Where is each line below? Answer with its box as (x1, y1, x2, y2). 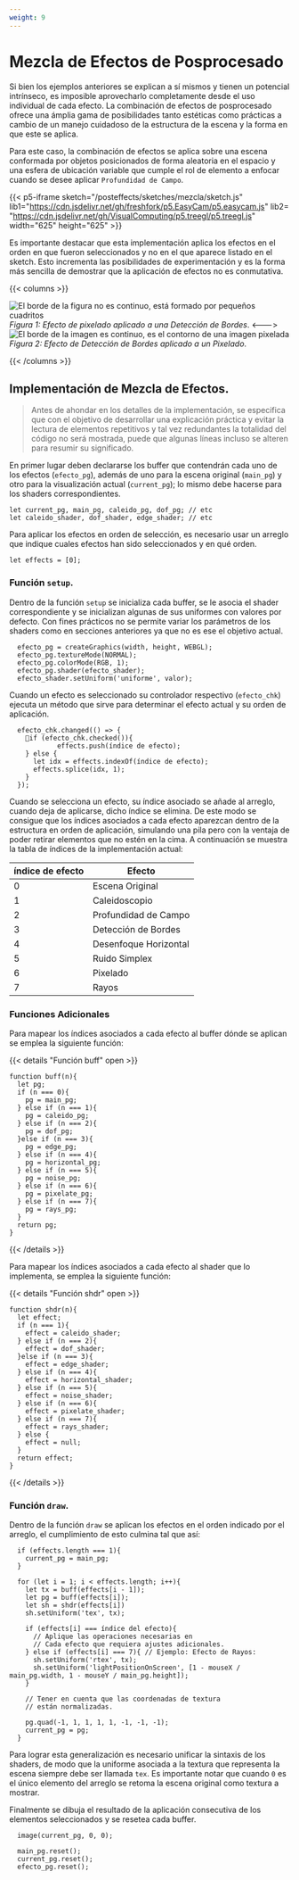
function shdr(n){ (9, 1304, 77, 1314)
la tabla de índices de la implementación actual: (9, 843, 184, 854)
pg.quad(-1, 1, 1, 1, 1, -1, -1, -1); (25, 1719, 169, 1727)
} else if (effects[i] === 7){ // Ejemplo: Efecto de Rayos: (25, 1648, 256, 1657)
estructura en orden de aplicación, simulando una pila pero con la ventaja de (9, 824, 290, 835)
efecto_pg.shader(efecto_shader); (17, 666, 145, 675)
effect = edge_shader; (25, 1360, 109, 1369)
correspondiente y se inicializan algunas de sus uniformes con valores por (9, 606, 282, 617)
